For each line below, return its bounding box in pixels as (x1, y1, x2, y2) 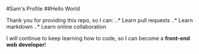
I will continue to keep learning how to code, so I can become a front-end (6, 35, 191, 41)
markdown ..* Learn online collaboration (6, 23, 106, 30)
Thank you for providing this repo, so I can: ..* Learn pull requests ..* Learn (6, 17, 194, 23)
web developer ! (6, 41, 47, 48)
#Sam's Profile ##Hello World (6, 5, 80, 12)
